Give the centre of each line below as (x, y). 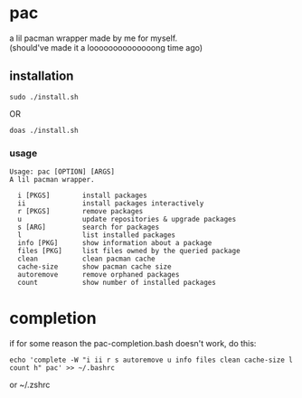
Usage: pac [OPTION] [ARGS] (62, 172)
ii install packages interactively (111, 204)
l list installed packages (97, 235)
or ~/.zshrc (30, 384)
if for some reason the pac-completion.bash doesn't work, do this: (133, 343)
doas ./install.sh (44, 130)
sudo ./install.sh (44, 97)
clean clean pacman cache (86, 259)
